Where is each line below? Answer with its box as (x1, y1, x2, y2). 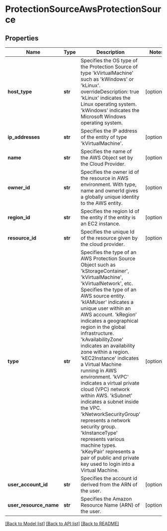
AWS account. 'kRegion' (81, 311, 137, 318)
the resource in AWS (81, 175, 129, 181)
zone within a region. (81, 349, 130, 355)
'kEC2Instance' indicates (81, 355, 139, 362)
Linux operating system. (81, 101, 137, 108)
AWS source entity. (81, 292, 126, 299)
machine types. (81, 442, 117, 449)
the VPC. (81, 404, 101, 411)
